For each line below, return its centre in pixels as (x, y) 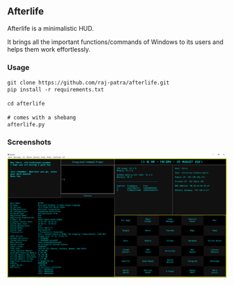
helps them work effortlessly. (49, 49)
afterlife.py (26, 125)
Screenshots (29, 142)
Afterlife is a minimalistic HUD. (50, 28)
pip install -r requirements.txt (56, 90)
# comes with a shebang (42, 118)
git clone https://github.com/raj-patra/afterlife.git (88, 83)
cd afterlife (26, 104)
